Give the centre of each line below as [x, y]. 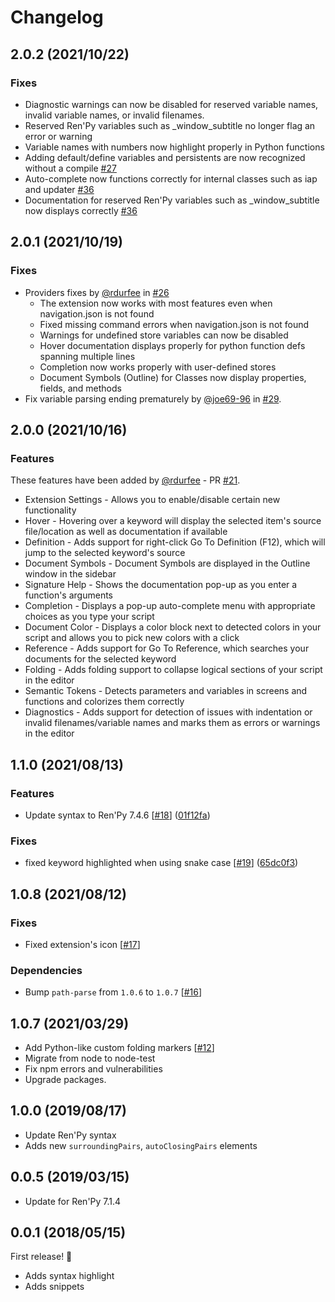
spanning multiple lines [87, 356]
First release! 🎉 [41, 1257]
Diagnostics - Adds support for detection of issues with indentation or [168, 712]
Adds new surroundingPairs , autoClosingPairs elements [141, 1145]
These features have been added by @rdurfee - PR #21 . [125, 480]
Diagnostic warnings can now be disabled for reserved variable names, [171, 104]
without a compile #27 [70, 168]
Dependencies [46, 970]
